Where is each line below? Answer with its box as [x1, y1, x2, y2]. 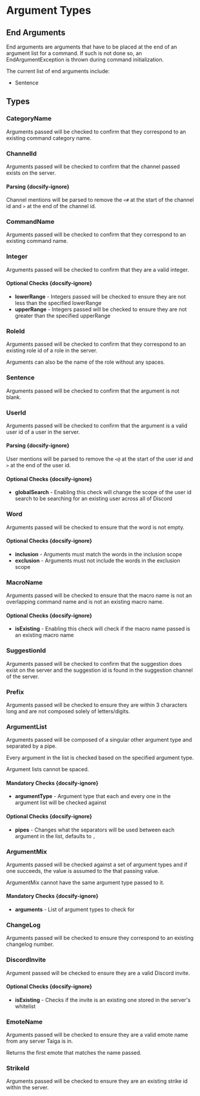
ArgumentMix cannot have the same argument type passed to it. [6, 879, 165, 886]
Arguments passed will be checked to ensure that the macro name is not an [6, 592, 192, 599]
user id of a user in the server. [6, 428, 81, 436]
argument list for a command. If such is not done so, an [6, 50, 142, 57]
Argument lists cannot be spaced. [6, 766, 90, 773]
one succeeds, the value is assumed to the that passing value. [6, 867, 159, 874]
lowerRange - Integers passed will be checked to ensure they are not [14, 293, 186, 300]
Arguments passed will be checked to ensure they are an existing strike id [6, 1077, 188, 1085]
